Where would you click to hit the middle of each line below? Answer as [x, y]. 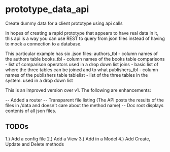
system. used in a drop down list [39, 80]
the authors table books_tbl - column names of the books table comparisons [85, 59]
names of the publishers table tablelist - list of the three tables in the [77, 75]
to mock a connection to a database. [44, 43]
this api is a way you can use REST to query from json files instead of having [85, 38]
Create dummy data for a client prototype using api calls [64, 23]
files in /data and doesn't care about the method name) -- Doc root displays [84, 105]
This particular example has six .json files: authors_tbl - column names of [82, 54]
